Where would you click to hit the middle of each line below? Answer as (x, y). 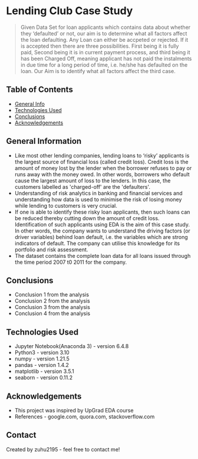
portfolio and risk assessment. (51, 250)
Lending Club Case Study (70, 11)
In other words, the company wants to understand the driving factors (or (102, 231)
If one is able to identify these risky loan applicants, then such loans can (102, 212)
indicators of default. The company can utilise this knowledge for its (97, 243)
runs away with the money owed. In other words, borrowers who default (102, 174)
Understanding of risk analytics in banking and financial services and (98, 193)
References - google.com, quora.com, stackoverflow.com (85, 417)
